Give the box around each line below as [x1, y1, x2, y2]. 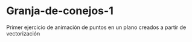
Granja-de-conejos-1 [6, 4, 114, 18]
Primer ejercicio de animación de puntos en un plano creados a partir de [6, 24, 187, 31]
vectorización [6, 30, 40, 37]
